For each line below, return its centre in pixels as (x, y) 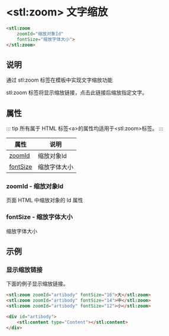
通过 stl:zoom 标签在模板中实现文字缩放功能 (59, 80)
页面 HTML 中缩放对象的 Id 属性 (45, 200)
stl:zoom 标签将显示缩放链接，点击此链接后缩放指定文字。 (77, 93)
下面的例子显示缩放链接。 (37, 284)
